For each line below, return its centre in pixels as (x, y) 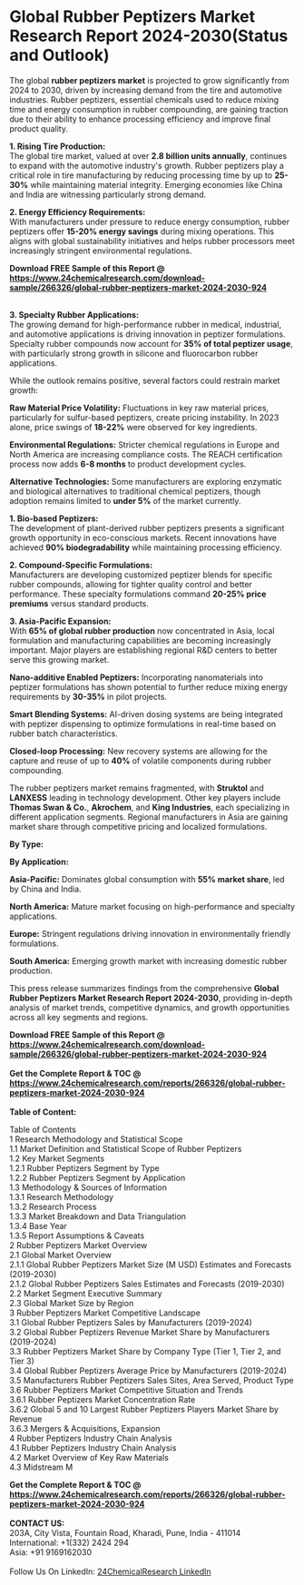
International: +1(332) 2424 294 (69, 1542)
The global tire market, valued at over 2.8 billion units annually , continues (148, 155)
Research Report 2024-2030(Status (149, 36)
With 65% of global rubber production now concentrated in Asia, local (142, 630)
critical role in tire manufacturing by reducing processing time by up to (141, 175)
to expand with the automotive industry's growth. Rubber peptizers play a (147, 165)
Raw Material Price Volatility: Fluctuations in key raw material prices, (139, 408)
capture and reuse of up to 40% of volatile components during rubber (141, 761)
